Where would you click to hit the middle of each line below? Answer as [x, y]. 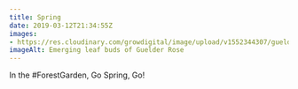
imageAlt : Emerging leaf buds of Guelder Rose [97, 50]
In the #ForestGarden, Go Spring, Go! [77, 75]
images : [24, 33]
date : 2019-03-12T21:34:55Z [61, 26]
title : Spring [35, 17]
